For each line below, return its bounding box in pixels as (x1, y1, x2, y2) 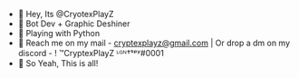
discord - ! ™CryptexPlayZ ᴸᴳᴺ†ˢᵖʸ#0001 (17, 48, 165, 58)
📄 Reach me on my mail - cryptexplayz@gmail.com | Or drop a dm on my (17, 37, 291, 48)
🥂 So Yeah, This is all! (17, 58, 99, 68)
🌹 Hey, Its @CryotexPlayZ (17, 9, 114, 19)
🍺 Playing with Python (17, 28, 101, 38)
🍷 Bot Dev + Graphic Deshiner (17, 18, 130, 29)
